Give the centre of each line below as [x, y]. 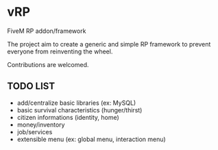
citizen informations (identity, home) [68, 117]
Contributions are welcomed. [48, 64]
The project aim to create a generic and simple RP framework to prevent [109, 44]
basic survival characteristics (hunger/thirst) [80, 110]
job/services [35, 132]
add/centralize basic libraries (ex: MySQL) [76, 103]
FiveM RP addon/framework [47, 31]
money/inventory [41, 125]
